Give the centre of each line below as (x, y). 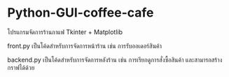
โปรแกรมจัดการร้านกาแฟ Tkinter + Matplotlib (65, 32)
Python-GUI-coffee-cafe (81, 13)
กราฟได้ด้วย (21, 67)
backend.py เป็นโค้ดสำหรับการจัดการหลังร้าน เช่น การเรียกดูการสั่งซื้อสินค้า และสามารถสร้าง (115, 60)
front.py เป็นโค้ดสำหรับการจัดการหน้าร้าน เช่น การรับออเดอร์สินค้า (85, 46)
